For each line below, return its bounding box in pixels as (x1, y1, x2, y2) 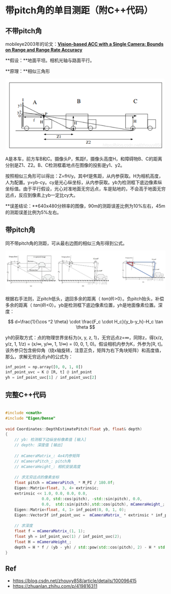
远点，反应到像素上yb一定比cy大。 (5, 192, 78, 198)
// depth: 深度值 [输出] (14, 443, 64, 448)
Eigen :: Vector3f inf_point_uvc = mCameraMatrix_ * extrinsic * (14, 512, 154, 518)
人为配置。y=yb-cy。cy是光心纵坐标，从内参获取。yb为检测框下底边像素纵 (5, 179, 162, 186)
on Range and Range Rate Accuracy (5, 47, 82, 53)
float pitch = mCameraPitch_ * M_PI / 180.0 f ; (14, 480, 115, 485)
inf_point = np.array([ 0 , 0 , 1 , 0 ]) (5, 364, 83, 370)
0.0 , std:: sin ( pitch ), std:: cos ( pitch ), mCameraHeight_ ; (41, 502, 165, 507)
